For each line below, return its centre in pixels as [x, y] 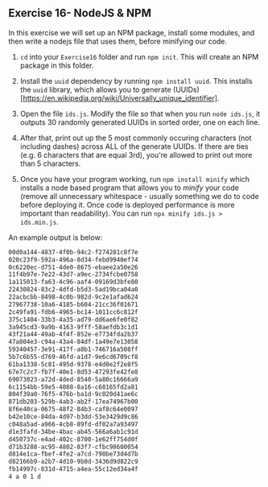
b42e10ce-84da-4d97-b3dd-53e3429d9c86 [73, 417]
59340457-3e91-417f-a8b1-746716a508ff [73, 349]
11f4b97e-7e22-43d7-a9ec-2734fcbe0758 [73, 274]
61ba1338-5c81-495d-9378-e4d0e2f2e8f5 [73, 364]
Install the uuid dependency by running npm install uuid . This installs [136, 80]
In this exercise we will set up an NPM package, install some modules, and [132, 32]
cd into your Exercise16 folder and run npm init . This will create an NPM [139, 56]
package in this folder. [57, 65]
